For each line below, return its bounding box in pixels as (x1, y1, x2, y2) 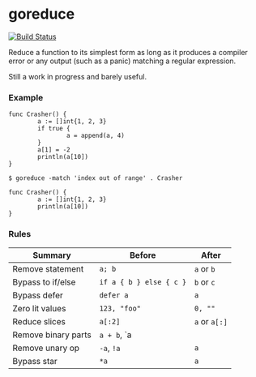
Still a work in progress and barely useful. (8, 71, 147, 81)
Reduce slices (12, 315, 66, 327)
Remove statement (12, 263, 84, 274)
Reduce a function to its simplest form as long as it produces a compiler (8, 47, 249, 57)
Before (129, 249, 156, 260)
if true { (37, 125, 70, 133)
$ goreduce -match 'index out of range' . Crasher (8, 174, 183, 182)
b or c (194, 276, 215, 288)
